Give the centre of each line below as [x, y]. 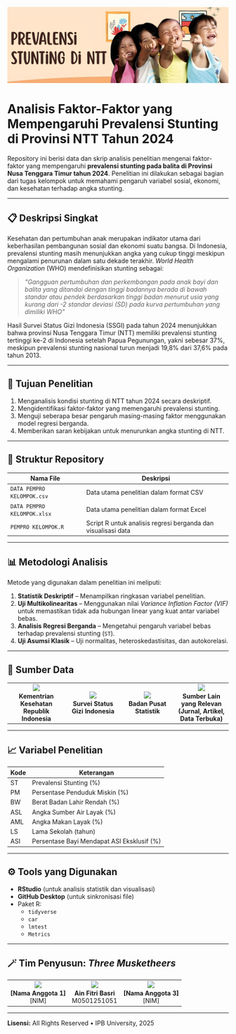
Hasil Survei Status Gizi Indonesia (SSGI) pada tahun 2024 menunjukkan [112, 325]
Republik [37, 711]
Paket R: [29, 904]
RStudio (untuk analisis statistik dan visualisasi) [86, 888]
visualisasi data [109, 530]
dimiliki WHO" [45, 312]
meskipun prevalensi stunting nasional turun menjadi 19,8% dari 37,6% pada [118, 348]
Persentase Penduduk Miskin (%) [80, 793]
